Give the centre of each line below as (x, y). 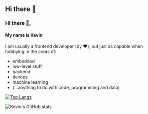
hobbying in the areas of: (31, 51)
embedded (23, 61)
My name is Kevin (24, 35)
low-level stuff (27, 66)
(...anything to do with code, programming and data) (66, 87)
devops (20, 77)
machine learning (30, 82)
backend (21, 71)
